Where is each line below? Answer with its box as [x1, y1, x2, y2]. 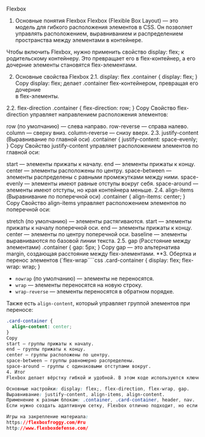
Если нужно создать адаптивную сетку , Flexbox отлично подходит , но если [6, 403, 198, 409]
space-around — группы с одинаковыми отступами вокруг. [6, 363, 151, 369]
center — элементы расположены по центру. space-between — [6, 167, 172, 174]
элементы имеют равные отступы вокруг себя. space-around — [31, 180, 199, 187]
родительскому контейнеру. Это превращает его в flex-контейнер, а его [6, 55, 196, 62]
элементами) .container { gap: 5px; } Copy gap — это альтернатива [6, 244, 180, 251]
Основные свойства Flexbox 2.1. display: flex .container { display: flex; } [15, 73, 198, 80]
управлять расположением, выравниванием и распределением [15, 30, 183, 37]
